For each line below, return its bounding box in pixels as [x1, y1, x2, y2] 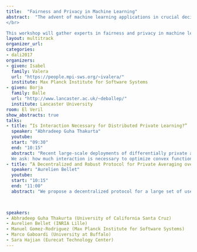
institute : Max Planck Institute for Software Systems [11, 79, 148, 85]
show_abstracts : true [6, 112, 59, 118]
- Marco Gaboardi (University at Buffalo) [6, 231, 111, 238]
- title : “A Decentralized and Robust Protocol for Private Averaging [6, 161, 182, 167]
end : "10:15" [11, 145, 43, 150]
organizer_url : [6, 41, 43, 47]
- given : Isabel [6, 63, 46, 69]
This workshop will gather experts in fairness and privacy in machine [6, 30, 185, 36]
